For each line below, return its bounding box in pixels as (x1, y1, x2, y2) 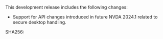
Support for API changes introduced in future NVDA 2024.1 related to (12, 14, 158, 19)
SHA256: (5, 29, 25, 34)
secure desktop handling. (12, 19, 66, 25)
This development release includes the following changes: (5, 4, 128, 10)
